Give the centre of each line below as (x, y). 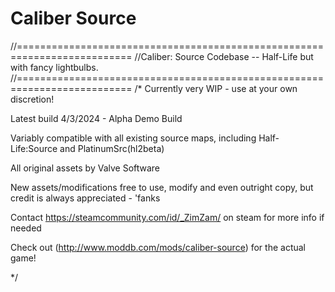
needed (26, 228)
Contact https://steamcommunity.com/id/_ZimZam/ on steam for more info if (167, 217)
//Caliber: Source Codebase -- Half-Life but (224, 56)
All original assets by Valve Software (85, 168)
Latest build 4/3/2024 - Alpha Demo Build (96, 118)
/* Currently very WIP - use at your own (216, 88)
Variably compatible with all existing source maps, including (133, 138)
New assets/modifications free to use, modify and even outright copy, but (162, 187)
